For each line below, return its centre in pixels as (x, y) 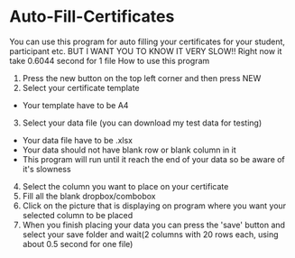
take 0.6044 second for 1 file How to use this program (110, 60)
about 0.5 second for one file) (78, 244)
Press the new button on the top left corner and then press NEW (142, 78)
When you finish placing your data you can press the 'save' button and (154, 225)
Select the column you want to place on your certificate (125, 186)
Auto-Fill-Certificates (92, 17)
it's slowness (46, 169)
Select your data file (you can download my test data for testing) (142, 123)
